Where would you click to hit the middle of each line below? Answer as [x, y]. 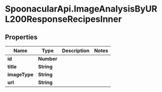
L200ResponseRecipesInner [63, 19]
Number [48, 59]
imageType [21, 75]
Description [76, 51]
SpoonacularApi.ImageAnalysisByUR [81, 9]
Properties [21, 37]
